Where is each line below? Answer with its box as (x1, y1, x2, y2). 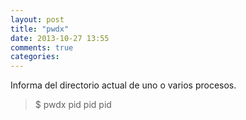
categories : (10, 52, 60, 62)
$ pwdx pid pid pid (34, 99, 112, 111)
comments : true (10, 42, 74, 53)
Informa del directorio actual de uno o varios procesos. (10, 79, 237, 91)
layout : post (10, 14, 65, 25)
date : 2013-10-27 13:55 (10, 33, 110, 43)
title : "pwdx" (10, 24, 70, 34)
